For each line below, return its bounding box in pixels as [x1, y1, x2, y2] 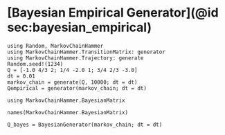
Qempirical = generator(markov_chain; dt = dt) [7, 84, 147, 91]
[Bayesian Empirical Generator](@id [7, 5, 219, 21]
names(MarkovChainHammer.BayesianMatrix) [7, 109, 129, 116]
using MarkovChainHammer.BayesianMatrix [7, 97, 126, 104]
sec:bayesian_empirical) [7, 19, 152, 35]
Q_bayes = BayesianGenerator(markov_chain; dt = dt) [7, 121, 163, 128]
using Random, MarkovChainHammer [7, 42, 104, 49]
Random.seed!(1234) [7, 60, 64, 67]
